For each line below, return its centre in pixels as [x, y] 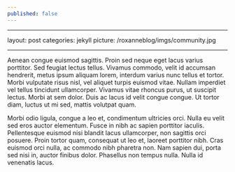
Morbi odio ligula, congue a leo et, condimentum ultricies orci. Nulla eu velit [116, 118]
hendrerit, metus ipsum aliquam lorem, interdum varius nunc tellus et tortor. [116, 75]
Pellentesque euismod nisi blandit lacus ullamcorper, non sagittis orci [107, 132]
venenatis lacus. [31, 162]
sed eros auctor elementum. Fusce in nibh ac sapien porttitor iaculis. [106, 125]
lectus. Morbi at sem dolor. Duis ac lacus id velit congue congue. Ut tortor [113, 97]
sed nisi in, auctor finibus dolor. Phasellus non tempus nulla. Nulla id [105, 155]
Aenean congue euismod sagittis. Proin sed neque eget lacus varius [105, 60]
